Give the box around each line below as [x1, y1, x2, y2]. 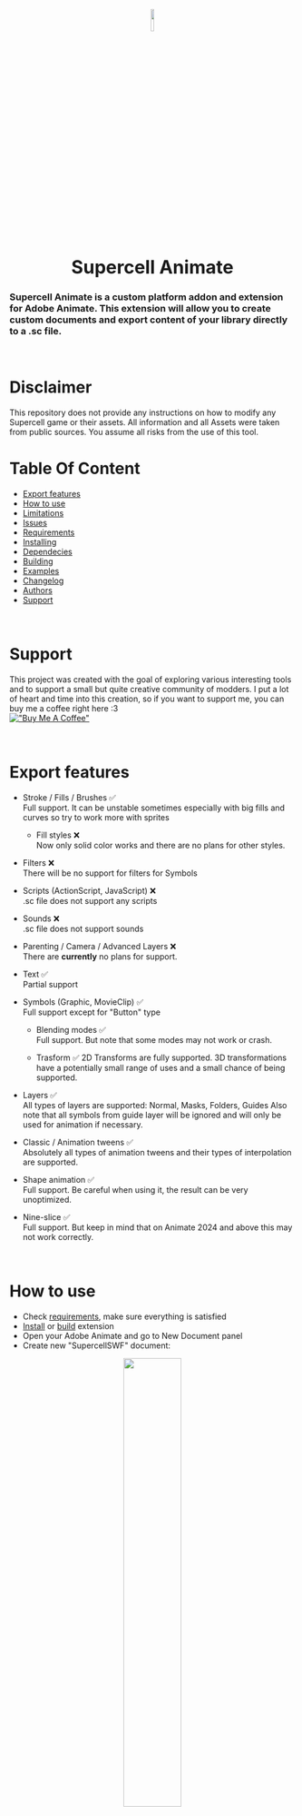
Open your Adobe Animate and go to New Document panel [22, 1330, 243, 1341]
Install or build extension [22, 1320, 115, 1331]
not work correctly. [22, 1231, 94, 1242]
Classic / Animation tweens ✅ [22, 1136, 134, 1147]
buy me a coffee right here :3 [9, 702, 119, 713]
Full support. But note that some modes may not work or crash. [35, 1034, 272, 1045]
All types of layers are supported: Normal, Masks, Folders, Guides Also [22, 1099, 287, 1110]
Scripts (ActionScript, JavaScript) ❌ [22, 885, 157, 896]
